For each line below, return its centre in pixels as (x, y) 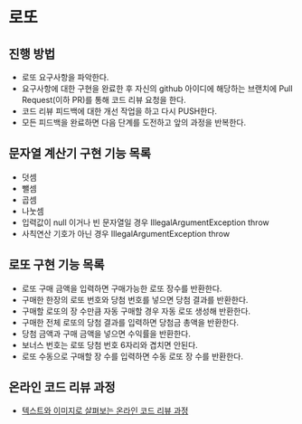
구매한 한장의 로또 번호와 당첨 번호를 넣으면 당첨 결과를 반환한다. (135, 299)
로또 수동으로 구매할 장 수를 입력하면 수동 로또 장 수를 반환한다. (132, 356)
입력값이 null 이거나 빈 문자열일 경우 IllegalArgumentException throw (145, 222)
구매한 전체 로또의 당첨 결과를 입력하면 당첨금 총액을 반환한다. (130, 322)
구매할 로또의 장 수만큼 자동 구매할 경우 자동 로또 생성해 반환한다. (136, 311)
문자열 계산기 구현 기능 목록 (80, 154)
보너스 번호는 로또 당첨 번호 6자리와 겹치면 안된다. (109, 344)
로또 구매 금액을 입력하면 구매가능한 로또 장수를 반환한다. (122, 288)
